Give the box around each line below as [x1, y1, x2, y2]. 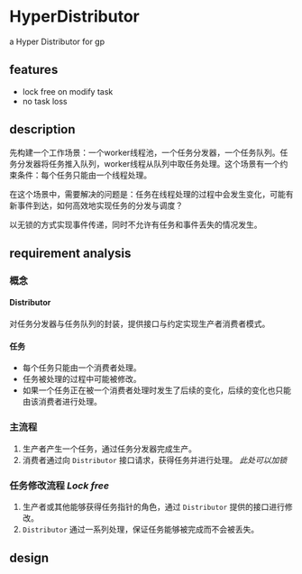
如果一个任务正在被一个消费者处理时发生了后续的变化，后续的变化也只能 [22, 385, 291, 396]
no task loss [22, 96, 68, 106]
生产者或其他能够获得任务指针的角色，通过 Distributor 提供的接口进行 [22, 501, 286, 512]
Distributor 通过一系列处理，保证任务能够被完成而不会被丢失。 [22, 524, 260, 534]
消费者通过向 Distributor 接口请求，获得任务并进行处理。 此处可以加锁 [22, 454, 288, 465]
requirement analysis [9, 245, 132, 260]
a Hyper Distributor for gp [9, 36, 105, 47]
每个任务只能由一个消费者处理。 [22, 362, 142, 373]
